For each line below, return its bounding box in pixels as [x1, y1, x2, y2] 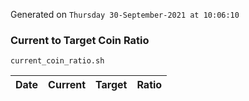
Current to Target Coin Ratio [10, 33, 150, 47]
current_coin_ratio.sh [10, 56, 105, 66]
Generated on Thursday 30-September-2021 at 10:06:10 [10, 9, 240, 20]
